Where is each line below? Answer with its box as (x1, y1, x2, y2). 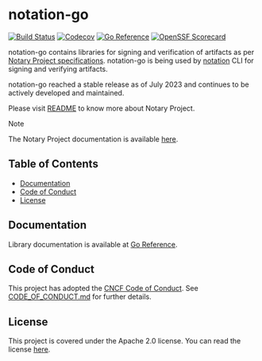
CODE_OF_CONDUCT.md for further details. (8, 292, 152, 301)
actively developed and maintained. (8, 87, 125, 97)
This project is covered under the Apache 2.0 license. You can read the (8, 336, 241, 346)
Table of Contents (8, 157, 99, 171)
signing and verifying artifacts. (8, 64, 109, 73)
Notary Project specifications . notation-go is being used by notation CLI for (8, 56, 254, 65)
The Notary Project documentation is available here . (8, 134, 179, 144)
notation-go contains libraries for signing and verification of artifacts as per (8, 47, 255, 56)
